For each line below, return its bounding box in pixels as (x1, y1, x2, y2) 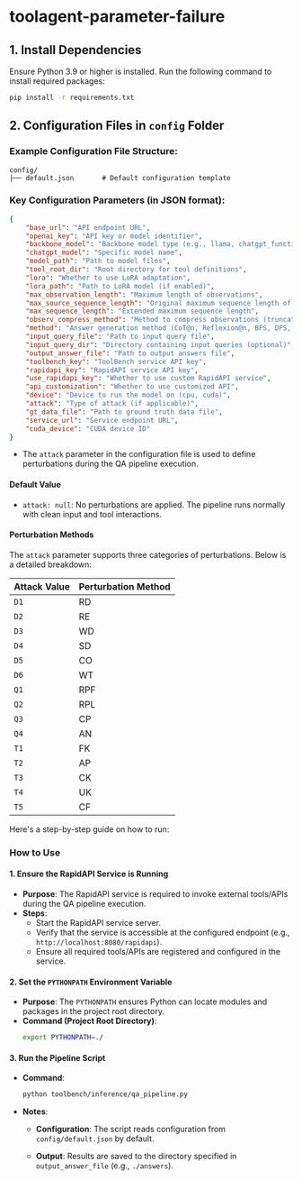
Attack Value (13, 580, 70, 592)
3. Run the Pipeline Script (9, 1052, 106, 1063)
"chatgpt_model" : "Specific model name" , (25, 248, 182, 258)
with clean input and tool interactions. (22, 508, 162, 519)
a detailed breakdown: (9, 559, 93, 570)
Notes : (22, 1106, 49, 1117)
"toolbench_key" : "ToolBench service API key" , (25, 357, 207, 366)
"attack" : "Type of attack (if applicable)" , (25, 399, 200, 408)
